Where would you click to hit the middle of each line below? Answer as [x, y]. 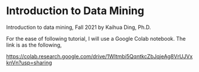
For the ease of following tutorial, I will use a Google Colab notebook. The [96, 38]
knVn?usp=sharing [29, 63]
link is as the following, [34, 45]
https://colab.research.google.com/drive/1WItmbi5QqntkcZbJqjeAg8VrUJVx [99, 56]
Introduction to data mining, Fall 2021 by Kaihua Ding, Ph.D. [79, 27]
